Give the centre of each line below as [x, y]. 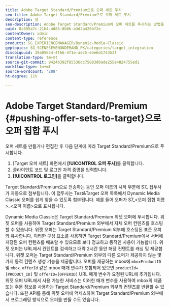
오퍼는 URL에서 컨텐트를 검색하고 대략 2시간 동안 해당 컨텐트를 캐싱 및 [80, 248]
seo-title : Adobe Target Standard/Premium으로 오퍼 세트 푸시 [68, 15]
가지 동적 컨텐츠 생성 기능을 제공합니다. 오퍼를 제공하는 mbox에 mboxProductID [83, 261]
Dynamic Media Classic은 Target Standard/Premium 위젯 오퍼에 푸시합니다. [82, 216]
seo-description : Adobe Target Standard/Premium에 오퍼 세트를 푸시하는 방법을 [85, 24]
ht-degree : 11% [21, 76]
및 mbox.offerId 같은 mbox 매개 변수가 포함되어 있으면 [60, 267]
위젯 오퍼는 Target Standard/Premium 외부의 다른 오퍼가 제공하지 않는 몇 [89, 255]
